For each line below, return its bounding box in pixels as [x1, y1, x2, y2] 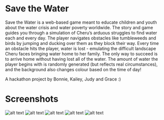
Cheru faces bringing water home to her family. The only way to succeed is [5, 50, 158, 57]
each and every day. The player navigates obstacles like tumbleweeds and [5, 35, 157, 41]
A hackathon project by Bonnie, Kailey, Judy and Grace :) [5, 76, 121, 82]
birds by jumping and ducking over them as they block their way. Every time [5, 40, 159, 46]
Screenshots [5, 93, 59, 105]
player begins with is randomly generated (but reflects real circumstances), [5, 61, 158, 67]
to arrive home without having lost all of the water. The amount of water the [5, 56, 159, 62]
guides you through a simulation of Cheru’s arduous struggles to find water [5, 30, 158, 36]
